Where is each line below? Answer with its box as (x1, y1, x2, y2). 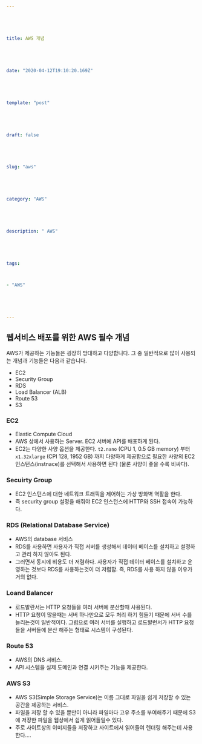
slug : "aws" (6, 164, 36, 170)
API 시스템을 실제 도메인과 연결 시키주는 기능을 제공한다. (15, 663, 148, 671)
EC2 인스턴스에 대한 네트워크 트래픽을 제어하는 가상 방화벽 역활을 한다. (15, 490, 182, 497)
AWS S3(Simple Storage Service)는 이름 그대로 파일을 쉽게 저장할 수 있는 (15, 694, 191, 701)
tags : (6, 261, 20, 267)
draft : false (6, 131, 39, 138)
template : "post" (6, 99, 50, 106)
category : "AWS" (6, 196, 47, 202)
